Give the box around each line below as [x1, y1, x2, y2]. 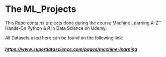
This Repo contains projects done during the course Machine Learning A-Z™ [5, 20, 162, 26]
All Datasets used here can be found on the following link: [5, 35, 123, 41]
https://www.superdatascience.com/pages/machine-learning [5, 46, 138, 52]
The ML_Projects [5, 3, 77, 15]
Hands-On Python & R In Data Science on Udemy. [5, 25, 107, 31]
